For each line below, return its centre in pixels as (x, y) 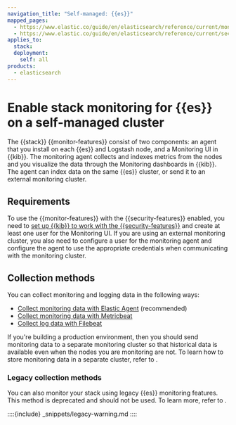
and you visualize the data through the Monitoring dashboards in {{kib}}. (112, 164)
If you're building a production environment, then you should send (103, 337)
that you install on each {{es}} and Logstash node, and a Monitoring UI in (113, 149)
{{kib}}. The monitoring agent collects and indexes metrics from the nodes (115, 157)
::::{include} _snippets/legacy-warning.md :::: (72, 414)
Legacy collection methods (54, 377)
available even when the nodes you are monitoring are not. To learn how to (116, 352)
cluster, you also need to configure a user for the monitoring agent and (110, 241)
